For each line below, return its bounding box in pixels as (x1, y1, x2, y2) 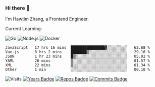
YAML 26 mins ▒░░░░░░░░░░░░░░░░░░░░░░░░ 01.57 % (5, 58, 150, 63)
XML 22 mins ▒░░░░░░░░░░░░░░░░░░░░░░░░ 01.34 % (5, 63, 150, 68)
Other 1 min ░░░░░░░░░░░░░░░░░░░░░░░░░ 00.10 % (5, 67, 150, 72)
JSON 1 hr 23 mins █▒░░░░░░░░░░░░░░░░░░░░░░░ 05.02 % (5, 54, 150, 59)
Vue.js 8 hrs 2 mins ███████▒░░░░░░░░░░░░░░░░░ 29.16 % (5, 50, 150, 55)
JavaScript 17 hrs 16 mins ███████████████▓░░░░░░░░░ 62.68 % (5, 45, 150, 50)
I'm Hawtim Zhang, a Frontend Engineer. (5, 16, 89, 22)
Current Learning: (5, 26, 42, 32)
